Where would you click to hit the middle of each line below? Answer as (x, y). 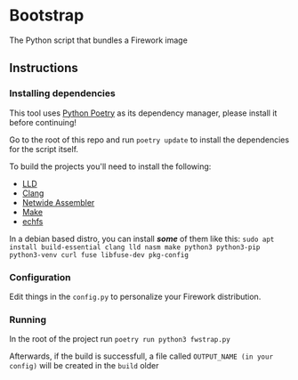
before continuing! (43, 122)
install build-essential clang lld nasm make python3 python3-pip (135, 247)
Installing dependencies (62, 93)
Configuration (40, 277)
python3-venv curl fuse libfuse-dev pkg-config (99, 255)
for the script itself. (44, 149)
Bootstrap (47, 16)
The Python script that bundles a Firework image (99, 40)
